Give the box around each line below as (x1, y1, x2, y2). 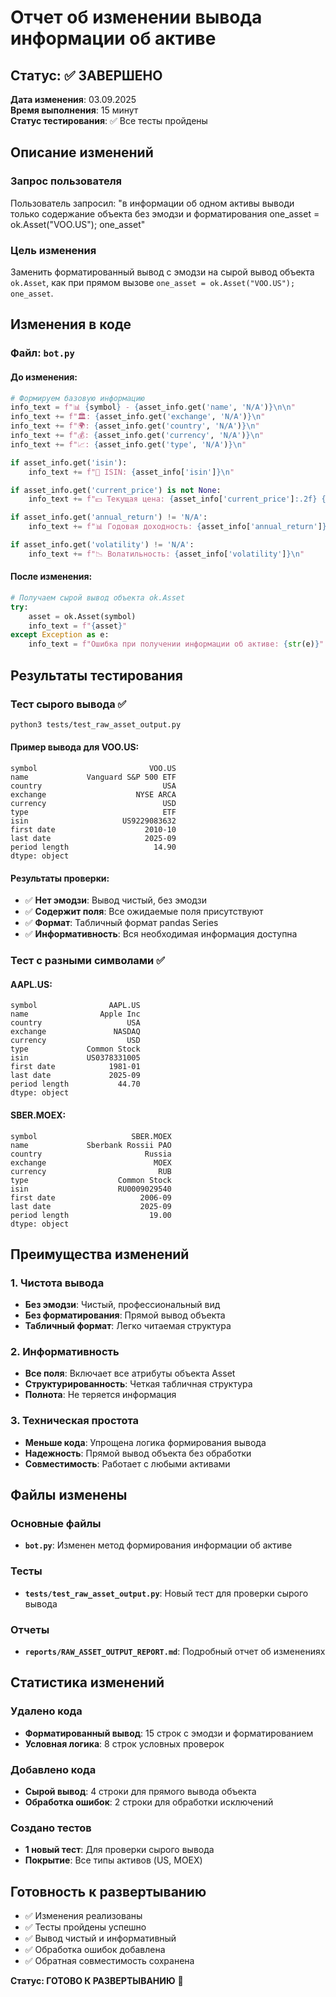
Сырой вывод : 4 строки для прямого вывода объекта (24, 1786, 257, 1798)
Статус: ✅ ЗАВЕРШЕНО (10, 67, 163, 84)
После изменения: (10, 571, 93, 583)
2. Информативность (10, 1345, 120, 1359)
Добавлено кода (10, 1762, 97, 1776)
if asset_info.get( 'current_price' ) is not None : (10, 485, 222, 495)
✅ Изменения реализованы (24, 1910, 143, 1922)
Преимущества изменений (10, 1246, 190, 1263)
